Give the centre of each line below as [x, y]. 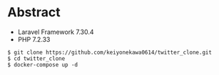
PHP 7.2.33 [34, 39]
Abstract [34, 12]
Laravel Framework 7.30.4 [56, 32]
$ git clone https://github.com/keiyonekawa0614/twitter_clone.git [110, 52]
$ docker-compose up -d [43, 64]
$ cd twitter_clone [36, 58]
